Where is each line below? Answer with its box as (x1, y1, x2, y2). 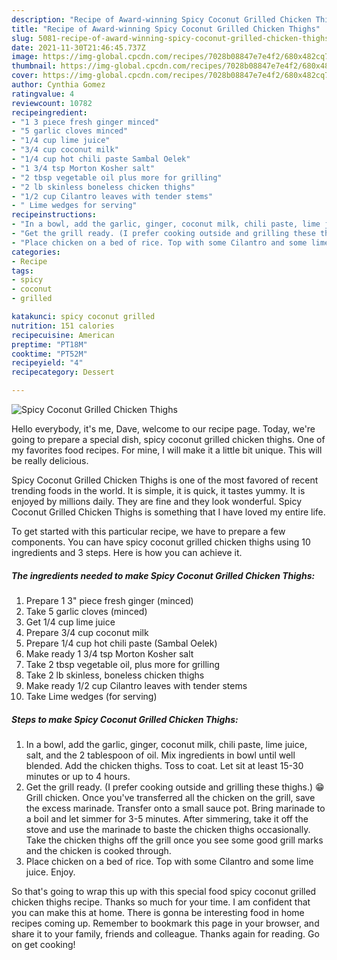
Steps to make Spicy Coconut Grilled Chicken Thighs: (11, 713, 239, 725)
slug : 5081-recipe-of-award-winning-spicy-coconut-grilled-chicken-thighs (11, 33, 330, 43)
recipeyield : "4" (11, 358, 84, 368)
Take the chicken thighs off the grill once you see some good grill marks (25, 834, 324, 846)
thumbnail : (11, 61, 57, 71)
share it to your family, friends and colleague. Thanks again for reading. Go (11, 927, 320, 940)
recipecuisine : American (11, 330, 115, 340)
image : (11, 52, 39, 62)
